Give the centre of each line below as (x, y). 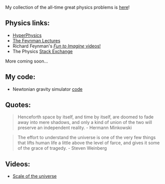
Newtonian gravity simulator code (48, 89)
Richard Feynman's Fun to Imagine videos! (57, 46)
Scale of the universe (34, 176)
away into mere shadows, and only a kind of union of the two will (85, 122)
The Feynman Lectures (36, 40)
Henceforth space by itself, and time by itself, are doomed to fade (86, 117)
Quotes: (18, 105)
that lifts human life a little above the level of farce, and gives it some (89, 143)
